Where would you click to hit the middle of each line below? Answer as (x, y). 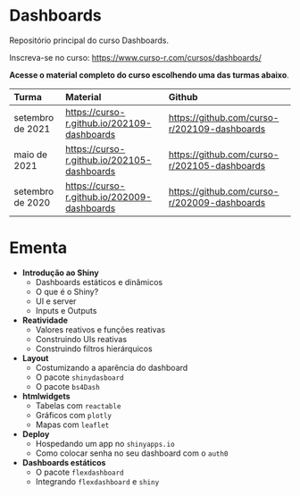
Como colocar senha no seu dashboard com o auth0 (132, 453)
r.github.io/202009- (108, 197)
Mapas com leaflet (72, 425)
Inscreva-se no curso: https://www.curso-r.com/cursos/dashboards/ (135, 57)
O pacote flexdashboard (79, 472)
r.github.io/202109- (108, 123)
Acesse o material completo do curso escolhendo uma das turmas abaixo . (150, 75)
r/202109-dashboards (217, 129)
